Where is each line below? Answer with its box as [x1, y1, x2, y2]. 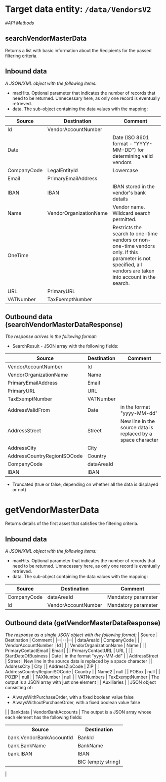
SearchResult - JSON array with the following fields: [12, 343, 119, 349]
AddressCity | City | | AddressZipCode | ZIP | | [5, 663, 99, 669]
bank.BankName [7, 742, 46, 749]
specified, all [112, 261, 142, 268]
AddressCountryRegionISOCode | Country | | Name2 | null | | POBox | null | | [5, 668, 161, 674]
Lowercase [112, 167, 138, 174]
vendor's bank [112, 189, 146, 196]
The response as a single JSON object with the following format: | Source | [5, 632, 158, 638]
